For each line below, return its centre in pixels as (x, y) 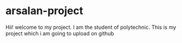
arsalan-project (44, 11)
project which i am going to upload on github (60, 33)
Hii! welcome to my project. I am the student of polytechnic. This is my (91, 27)
